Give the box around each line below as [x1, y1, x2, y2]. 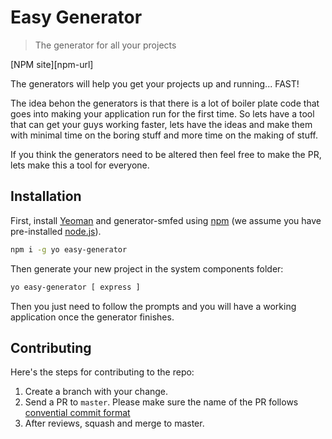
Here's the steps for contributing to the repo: [10, 366, 195, 378]
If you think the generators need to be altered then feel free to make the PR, [10, 148, 322, 160]
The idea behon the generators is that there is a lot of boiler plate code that [10, 97, 320, 109]
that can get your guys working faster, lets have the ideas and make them [10, 118, 313, 130]
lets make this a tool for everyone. [10, 159, 150, 171]
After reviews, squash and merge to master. [24, 417, 205, 430]
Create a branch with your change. [24, 386, 169, 398]
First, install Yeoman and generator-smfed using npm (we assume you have [10, 214, 322, 226]
